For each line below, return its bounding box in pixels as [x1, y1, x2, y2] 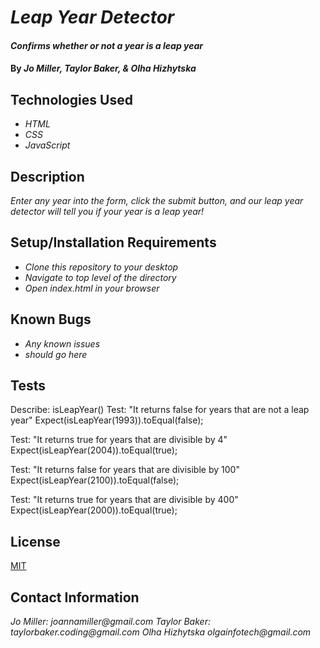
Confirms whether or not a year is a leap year [10, 39, 204, 51]
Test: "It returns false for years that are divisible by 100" [10, 464, 240, 476]
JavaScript [24, 139, 71, 151]
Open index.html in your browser [24, 282, 160, 294]
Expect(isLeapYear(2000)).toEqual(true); [10, 504, 178, 516]
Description [10, 168, 85, 185]
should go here [24, 348, 88, 360]
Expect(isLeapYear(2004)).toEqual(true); [10, 444, 178, 456]
